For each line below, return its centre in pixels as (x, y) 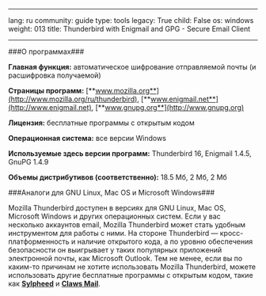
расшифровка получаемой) (55, 75)
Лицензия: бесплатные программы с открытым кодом (102, 123)
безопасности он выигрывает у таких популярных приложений (115, 250)
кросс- (232, 233)
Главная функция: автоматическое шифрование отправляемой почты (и (132, 67)
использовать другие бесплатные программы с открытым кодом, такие (131, 275)
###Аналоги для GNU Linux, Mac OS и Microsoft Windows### (112, 192)
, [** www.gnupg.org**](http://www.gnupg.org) (168, 107)
